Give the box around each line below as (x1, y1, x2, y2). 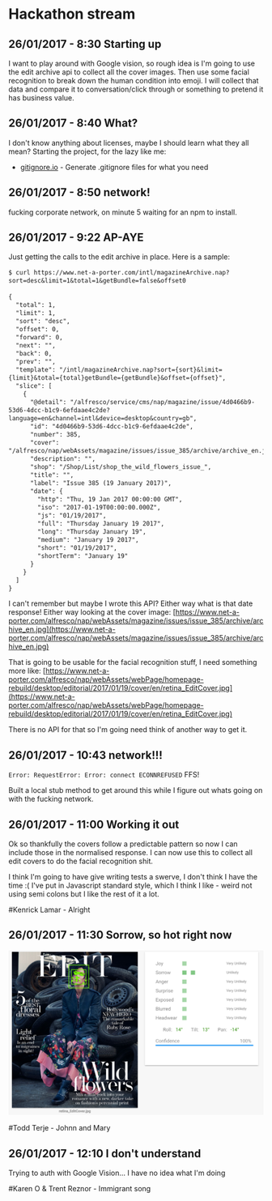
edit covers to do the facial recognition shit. (8, 856, 154, 867)
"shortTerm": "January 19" (37, 552, 129, 560)
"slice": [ (15, 382, 53, 390)
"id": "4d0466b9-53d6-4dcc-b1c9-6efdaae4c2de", (29, 423, 194, 431)
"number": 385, (29, 431, 82, 439)
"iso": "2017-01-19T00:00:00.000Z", (37, 504, 161, 512)
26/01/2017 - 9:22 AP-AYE (8, 231, 144, 245)
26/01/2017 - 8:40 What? (8, 117, 138, 130)
